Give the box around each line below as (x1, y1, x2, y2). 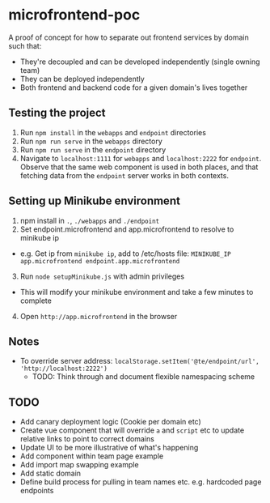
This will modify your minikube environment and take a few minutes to (19, 287, 254, 296)
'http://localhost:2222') (19, 364, 108, 373)
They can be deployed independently (19, 74, 146, 83)
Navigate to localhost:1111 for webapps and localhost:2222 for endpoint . (19, 153, 262, 163)
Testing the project (8, 106, 107, 120)
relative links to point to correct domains (19, 434, 155, 444)
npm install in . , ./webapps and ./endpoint (19, 215, 160, 225)
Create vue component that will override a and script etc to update (19, 425, 245, 435)
